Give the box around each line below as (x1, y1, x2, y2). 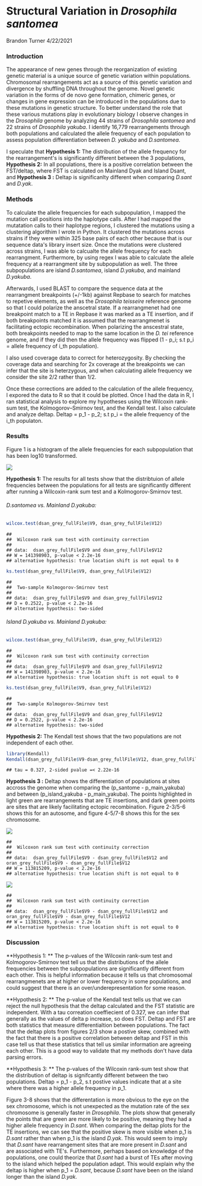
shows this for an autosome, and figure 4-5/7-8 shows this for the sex (6, 810, 180, 817)
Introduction (6, 52, 43, 60)
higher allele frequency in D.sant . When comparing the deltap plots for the (6, 1121, 191, 1129)
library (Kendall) (6, 750, 50, 756)
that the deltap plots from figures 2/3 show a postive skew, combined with (6, 1027, 190, 1035)
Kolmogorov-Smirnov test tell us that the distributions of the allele (6, 958, 169, 966)
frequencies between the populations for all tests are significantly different (6, 481, 191, 489)
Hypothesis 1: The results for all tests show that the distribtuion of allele (6, 475, 185, 482)
